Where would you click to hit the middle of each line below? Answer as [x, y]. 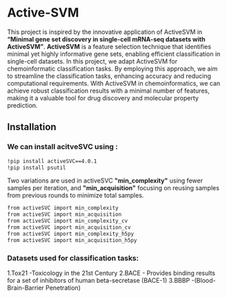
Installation [32, 127]
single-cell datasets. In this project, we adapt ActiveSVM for [92, 61]
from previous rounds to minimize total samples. [76, 196]
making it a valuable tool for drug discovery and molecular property [103, 97]
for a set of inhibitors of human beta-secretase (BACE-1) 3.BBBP [99, 280]
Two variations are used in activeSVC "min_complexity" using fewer [105, 180]
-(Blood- [204, 280]
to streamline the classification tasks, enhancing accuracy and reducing [109, 76]
